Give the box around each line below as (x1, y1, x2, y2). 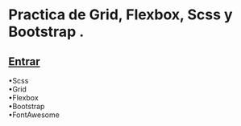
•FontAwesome (8, 110, 60, 120)
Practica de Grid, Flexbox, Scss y (8, 6, 233, 24)
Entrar (8, 55, 40, 68)
